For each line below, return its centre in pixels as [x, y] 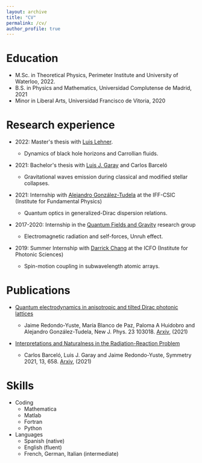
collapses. [37, 183]
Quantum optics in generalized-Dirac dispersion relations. [96, 213]
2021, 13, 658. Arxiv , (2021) [58, 362]
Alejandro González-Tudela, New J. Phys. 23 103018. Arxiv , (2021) [106, 332]
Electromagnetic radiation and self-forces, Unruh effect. [93, 236]
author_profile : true [33, 29]
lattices [24, 313]
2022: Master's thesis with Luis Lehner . [64, 142]
